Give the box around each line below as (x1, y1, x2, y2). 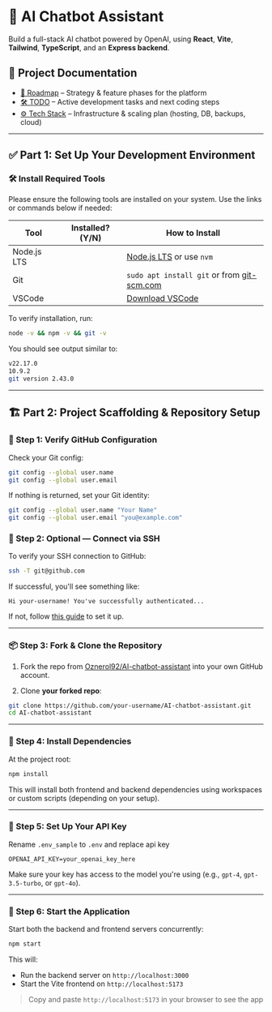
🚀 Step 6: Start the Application (8, 906, 130, 917)
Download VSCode (126, 293, 199, 304)
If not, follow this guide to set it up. (8, 611, 124, 621)
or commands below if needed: (8, 203, 113, 213)
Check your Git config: (8, 452, 83, 462)
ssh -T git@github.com (8, 567, 85, 575)
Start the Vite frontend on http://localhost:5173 (19, 979, 184, 988)
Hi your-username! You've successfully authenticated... (8, 598, 205, 606)
